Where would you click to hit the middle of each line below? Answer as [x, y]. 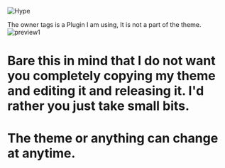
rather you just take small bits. [99, 106]
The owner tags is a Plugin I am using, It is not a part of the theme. [104, 24]
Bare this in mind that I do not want [111, 61]
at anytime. [42, 153]
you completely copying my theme [111, 76]
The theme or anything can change [113, 139]
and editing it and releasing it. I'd [106, 91]
